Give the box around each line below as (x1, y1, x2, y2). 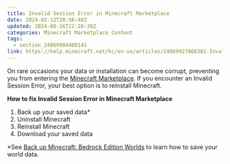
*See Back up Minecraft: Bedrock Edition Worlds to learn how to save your (7, 143, 218, 151)
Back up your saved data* (16, 107, 90, 116)
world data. (7, 150, 39, 158)
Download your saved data (16, 129, 93, 137)
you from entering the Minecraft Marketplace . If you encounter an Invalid (7, 74, 212, 82)
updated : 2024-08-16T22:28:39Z (7, 23, 97, 29)
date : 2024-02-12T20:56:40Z (7, 16, 88, 23)
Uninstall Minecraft (16, 115, 71, 123)
